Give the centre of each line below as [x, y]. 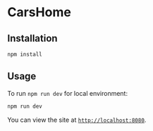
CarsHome [39, 12]
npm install [25, 54]
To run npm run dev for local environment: [68, 93]
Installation [32, 38]
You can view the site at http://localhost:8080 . [77, 120]
